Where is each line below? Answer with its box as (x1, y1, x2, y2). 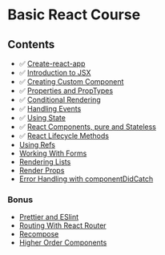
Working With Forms (18, 148, 87, 158)
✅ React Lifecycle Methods (18, 131, 110, 140)
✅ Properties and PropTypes (18, 86, 114, 95)
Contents (7, 38, 55, 51)
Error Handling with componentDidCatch (18, 174, 154, 184)
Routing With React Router (18, 221, 107, 230)
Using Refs (18, 140, 56, 149)
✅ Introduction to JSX (18, 68, 91, 77)
